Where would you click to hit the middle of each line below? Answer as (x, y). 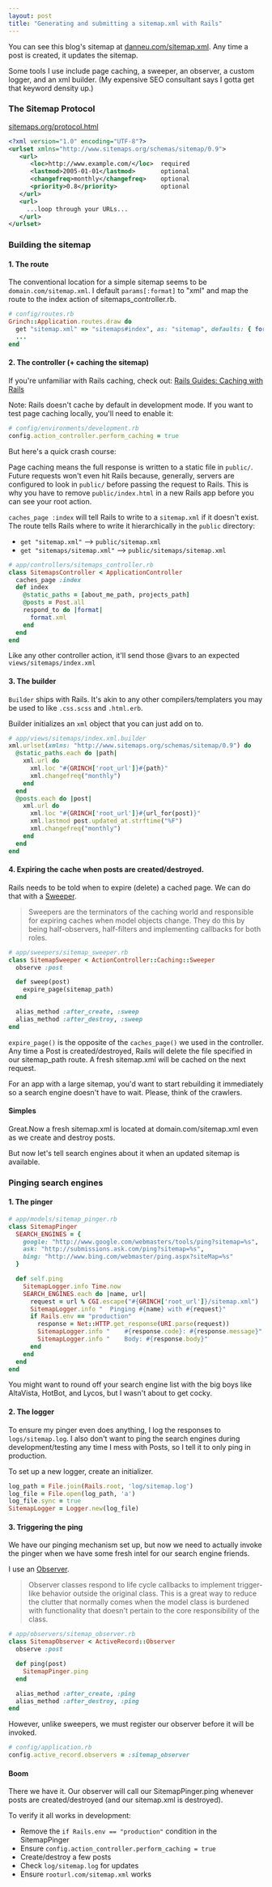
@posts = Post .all (54, 603)
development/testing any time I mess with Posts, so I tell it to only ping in (130, 1447)
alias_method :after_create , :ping (76, 1694)
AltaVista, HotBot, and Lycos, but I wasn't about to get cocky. (110, 1393)
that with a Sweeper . (42, 896)
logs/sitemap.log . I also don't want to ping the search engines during (124, 1439)
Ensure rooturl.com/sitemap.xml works (86, 1874)
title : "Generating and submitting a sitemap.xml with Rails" (115, 23)
